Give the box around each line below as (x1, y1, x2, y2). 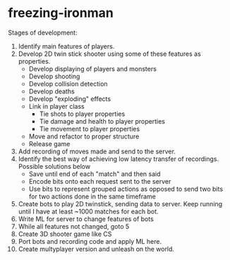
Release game (28, 139, 71, 148)
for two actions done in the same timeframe (28, 192, 156, 201)
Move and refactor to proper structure (28, 132, 140, 141)
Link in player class (28, 102, 85, 110)
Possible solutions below (18, 162, 91, 170)
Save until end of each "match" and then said (28, 170, 161, 178)
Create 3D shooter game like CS (18, 230, 112, 238)
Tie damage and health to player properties (39, 117, 165, 125)
